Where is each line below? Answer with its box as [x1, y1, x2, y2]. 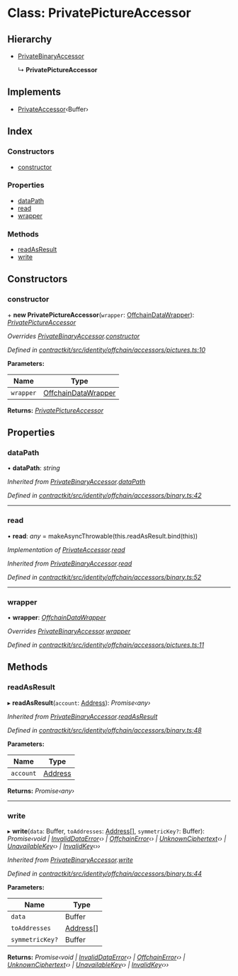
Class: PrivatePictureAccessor [7, 5, 191, 21]
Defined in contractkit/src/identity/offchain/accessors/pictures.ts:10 [7, 345, 206, 354]
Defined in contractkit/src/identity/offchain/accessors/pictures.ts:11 [7, 641, 204, 649]
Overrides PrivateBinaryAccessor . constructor [7, 331, 140, 340]
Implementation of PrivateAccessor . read [7, 545, 125, 553]
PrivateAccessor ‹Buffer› [17, 105, 89, 113]
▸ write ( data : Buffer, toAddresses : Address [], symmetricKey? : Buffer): [7, 827, 205, 836]
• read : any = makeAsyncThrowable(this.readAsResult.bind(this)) [7, 532, 198, 540]
